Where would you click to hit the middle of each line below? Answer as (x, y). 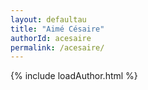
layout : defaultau (48, 19)
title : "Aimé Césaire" (57, 29)
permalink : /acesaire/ (57, 47)
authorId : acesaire (51, 38)
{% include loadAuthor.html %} (74, 76)
